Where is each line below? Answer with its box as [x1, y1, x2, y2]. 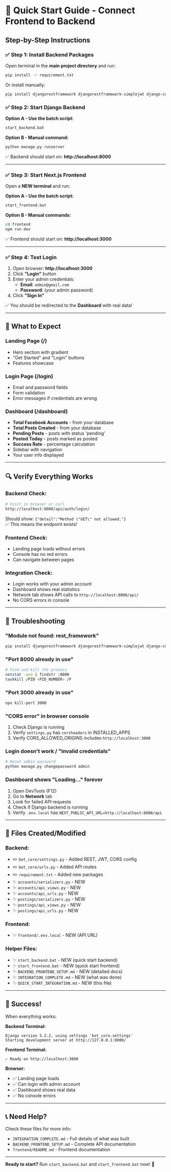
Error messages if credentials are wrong [12, 395, 97, 401]
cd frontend [5, 222, 31, 227]
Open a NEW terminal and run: [5, 183, 70, 189]
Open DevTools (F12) [12, 788, 57, 794]
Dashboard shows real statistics [12, 587, 80, 593]
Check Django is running [12, 724, 65, 730]
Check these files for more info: [5, 1126, 72, 1132]
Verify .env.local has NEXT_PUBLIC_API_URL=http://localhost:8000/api [12, 809, 162, 816]
